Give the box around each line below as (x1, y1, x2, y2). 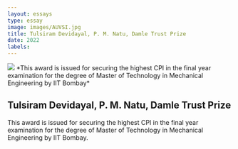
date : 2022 (7, 37, 40, 44)
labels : (7, 43, 31, 50)
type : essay (7, 17, 43, 24)
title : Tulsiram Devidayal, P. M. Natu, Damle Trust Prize (7, 30, 187, 38)
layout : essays (7, 10, 53, 18)
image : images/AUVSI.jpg (7, 23, 81, 31)
